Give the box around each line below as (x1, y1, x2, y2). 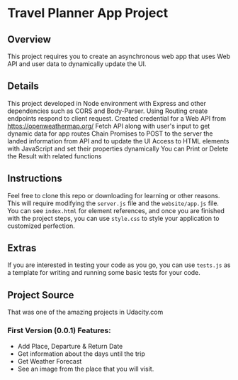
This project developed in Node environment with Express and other (7, 99, 207, 107)
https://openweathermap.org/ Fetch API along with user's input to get (7, 121, 210, 130)
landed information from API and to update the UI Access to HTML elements (7, 136, 229, 145)
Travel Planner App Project (7, 5, 169, 21)
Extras (7, 242, 37, 254)
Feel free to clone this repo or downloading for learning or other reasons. (7, 191, 220, 200)
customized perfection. (7, 222, 76, 230)
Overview (7, 33, 52, 45)
